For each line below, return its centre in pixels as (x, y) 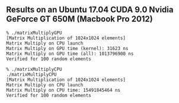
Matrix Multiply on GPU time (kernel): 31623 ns (67, 48)
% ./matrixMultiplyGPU (34, 33)
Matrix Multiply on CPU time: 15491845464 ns (63, 90)
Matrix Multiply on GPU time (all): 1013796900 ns (70, 54)
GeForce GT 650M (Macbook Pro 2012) (79, 19)
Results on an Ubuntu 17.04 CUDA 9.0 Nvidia (90, 10)
